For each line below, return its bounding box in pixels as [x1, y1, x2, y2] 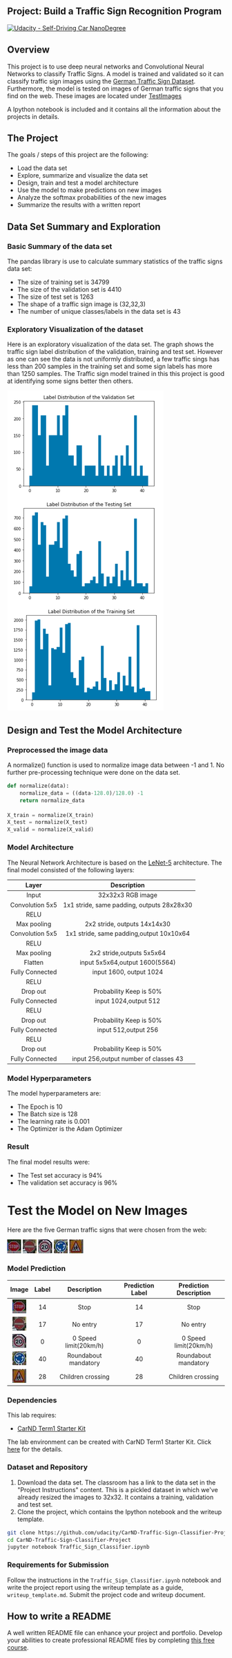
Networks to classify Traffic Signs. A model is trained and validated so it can [7, 69, 224, 78]
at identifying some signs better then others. [7, 377, 133, 386]
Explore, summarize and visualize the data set [17, 171, 148, 180]
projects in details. [7, 112, 60, 120]
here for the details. [7, 1445, 64, 1453]
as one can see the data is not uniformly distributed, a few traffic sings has [7, 355, 220, 364]
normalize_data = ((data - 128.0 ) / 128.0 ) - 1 [19, 789, 144, 797]
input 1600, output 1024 [92, 968, 164, 977]
